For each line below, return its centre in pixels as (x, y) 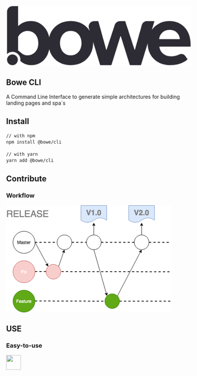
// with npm (21, 136)
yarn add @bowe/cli (30, 161)
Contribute (26, 179)
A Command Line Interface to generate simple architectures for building (93, 97)
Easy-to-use (24, 345)
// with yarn (22, 154)
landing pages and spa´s (36, 103)
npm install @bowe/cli (34, 142)
